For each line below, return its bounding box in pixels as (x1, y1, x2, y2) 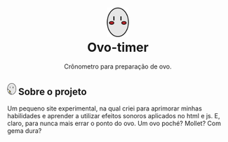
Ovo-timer (87, 39, 149, 55)
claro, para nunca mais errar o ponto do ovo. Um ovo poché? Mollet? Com (7, 119, 221, 127)
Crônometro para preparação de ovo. (64, 62, 172, 71)
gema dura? (7, 126, 42, 135)
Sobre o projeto (18, 85, 87, 97)
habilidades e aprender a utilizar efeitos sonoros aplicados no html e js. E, (7, 111, 220, 120)
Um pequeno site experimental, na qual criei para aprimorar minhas (7, 104, 202, 113)
